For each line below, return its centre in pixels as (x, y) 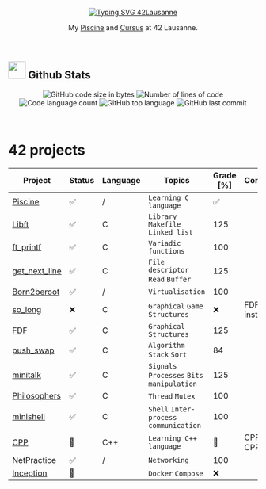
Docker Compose (176, 473)
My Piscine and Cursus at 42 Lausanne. (133, 27)
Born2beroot (36, 292)
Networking (169, 460)
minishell (29, 416)
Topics (177, 180)
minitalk (27, 375)
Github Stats (59, 75)
